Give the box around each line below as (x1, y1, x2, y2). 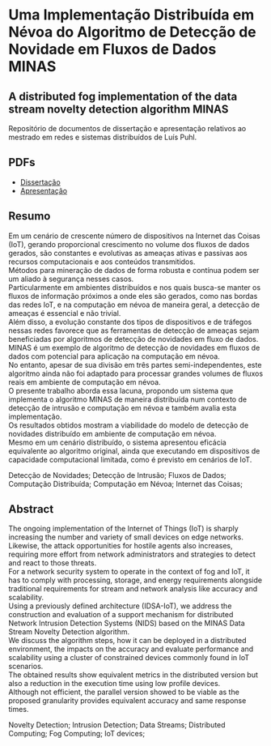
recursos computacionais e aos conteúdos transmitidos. (8, 257, 196, 266)
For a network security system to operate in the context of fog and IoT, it (8, 567, 250, 577)
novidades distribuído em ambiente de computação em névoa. (8, 428, 217, 438)
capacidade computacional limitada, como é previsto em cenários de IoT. (8, 454, 252, 464)
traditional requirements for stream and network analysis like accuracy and (8, 584, 258, 594)
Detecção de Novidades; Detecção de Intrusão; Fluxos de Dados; (8, 470, 227, 480)
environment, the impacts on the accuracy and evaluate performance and (8, 644, 254, 654)
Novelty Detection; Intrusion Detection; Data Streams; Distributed (8, 720, 226, 730)
